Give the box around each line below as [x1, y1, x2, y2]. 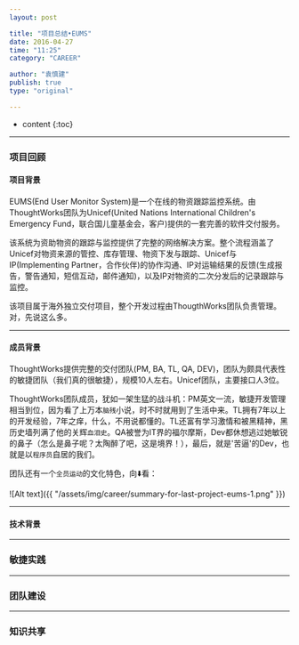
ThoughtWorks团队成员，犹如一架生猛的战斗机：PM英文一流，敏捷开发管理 [9, 393, 287, 405]
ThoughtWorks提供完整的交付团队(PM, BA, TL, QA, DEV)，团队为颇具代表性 [9, 364, 287, 375]
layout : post [9, 12, 58, 22]
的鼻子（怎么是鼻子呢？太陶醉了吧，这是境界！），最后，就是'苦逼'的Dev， [9, 438, 282, 449]
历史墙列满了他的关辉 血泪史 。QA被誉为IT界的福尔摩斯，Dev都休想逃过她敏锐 [9, 427, 288, 438]
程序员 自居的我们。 [32, 449, 100, 460]
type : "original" [9, 86, 74, 95]
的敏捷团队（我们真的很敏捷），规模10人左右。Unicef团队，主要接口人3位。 [9, 375, 285, 385]
